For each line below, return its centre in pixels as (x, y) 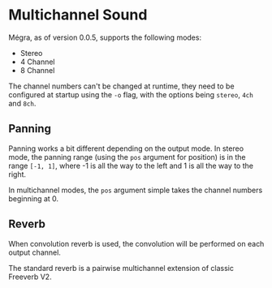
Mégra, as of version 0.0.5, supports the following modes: (105, 37)
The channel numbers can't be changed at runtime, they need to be (121, 86)
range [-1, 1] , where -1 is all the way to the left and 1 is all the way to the (131, 165)
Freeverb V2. (30, 277)
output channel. (35, 252)
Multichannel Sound (78, 15)
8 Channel (37, 70)
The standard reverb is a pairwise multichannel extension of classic (121, 268)
